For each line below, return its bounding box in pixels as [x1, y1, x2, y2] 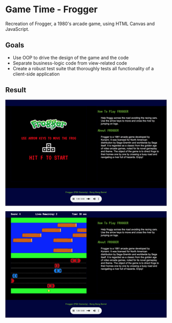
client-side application [12, 71, 60, 77]
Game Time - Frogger [5, 4, 98, 15]
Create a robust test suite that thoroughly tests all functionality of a [12, 65, 154, 71]
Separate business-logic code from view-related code [12, 60, 127, 66]
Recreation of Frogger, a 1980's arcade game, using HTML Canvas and [5, 21, 155, 27]
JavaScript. [5, 26, 30, 32]
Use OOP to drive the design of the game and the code [12, 54, 129, 60]
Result [5, 86, 27, 94]
